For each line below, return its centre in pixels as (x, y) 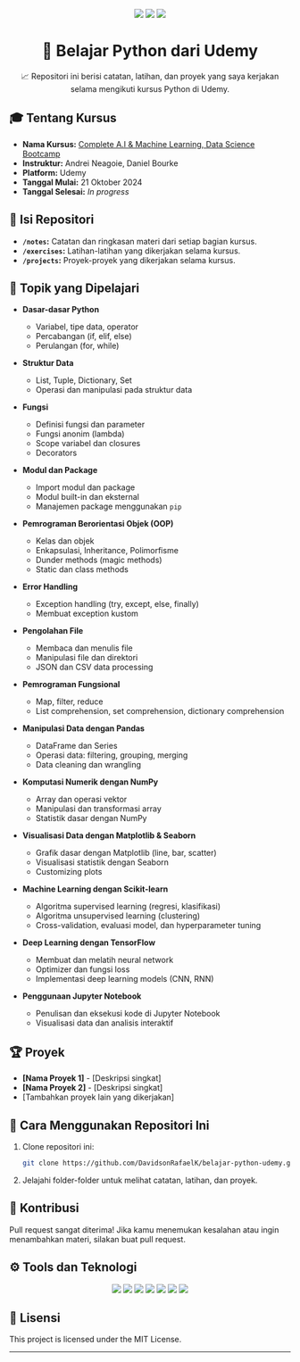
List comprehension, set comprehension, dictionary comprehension (160, 711)
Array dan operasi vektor (81, 800)
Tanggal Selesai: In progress (75, 191)
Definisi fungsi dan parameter (90, 425)
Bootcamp (41, 154)
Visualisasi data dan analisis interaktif (104, 1023)
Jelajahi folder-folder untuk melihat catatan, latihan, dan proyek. (140, 1180)
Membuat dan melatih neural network (104, 960)
